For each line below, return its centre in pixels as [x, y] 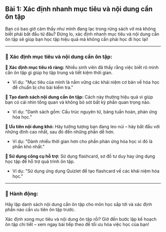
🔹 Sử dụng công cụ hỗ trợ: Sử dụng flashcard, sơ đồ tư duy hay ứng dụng [80, 156]
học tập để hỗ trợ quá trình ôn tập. [40, 161]
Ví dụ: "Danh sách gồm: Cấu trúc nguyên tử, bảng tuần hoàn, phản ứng [84, 112]
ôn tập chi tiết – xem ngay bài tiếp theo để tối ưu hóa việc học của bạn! [77, 225]
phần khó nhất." [28, 147]
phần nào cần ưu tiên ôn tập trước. [40, 210]
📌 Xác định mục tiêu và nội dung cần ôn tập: [59, 56]
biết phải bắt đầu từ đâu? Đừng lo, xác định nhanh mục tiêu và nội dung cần [82, 34]
